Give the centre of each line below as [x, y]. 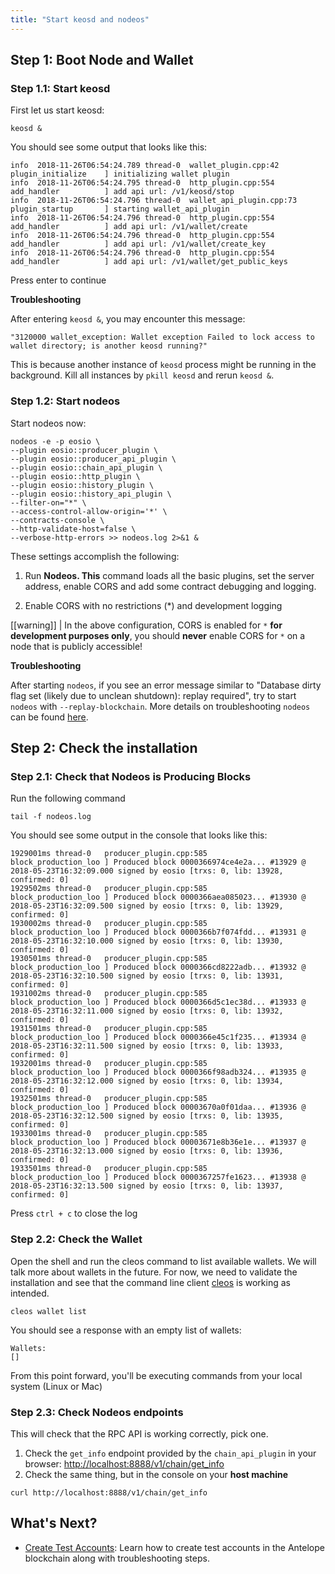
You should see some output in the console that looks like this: [139, 835]
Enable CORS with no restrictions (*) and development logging [153, 605]
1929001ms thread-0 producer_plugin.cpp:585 [109, 854]
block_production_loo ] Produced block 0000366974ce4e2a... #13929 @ [158, 862]
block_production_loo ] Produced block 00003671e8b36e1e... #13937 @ [158, 1142]
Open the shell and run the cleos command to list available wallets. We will [163, 1261]
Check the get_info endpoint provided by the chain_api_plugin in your [170, 1453]
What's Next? [54, 1523]
